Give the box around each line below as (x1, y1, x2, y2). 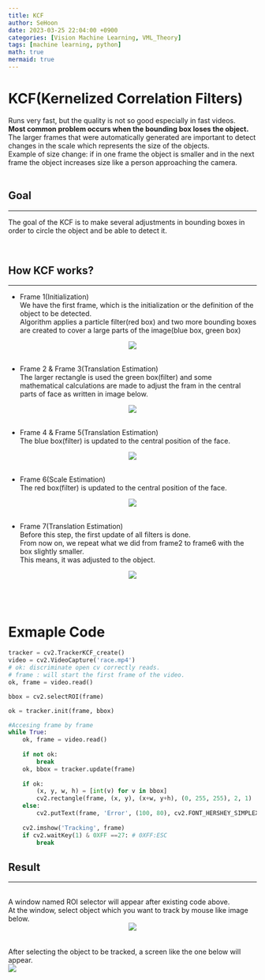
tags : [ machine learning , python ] (8, 41, 122, 49)
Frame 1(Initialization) (19, 292, 89, 302)
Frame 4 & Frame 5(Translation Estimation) (19, 428, 159, 437)
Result (8, 860, 41, 873)
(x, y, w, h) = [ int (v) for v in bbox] (36, 787, 168, 795)
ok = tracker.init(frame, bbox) (8, 707, 114, 715)
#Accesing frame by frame (8, 721, 93, 729)
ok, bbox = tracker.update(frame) (22, 765, 136, 773)
